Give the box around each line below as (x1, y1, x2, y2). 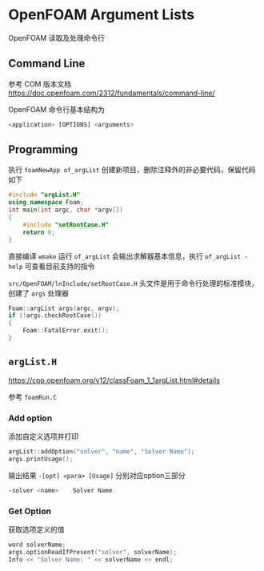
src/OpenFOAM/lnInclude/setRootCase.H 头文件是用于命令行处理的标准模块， (8, 278, 258, 288)
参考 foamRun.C (8, 392, 58, 401)
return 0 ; (22, 228, 56, 236)
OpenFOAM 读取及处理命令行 (8, 33, 106, 42)
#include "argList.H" (8, 191, 81, 199)
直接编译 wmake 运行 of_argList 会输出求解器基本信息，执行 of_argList (8, 251, 242, 261)
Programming (8, 143, 78, 157)
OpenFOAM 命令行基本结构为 (8, 104, 106, 114)
